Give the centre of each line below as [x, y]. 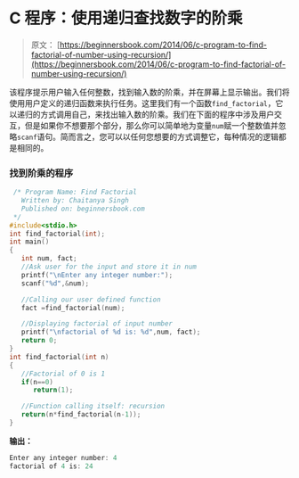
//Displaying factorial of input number [97, 324]
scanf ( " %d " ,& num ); [55, 283]
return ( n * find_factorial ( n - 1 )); [81, 415]
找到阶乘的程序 [41, 173]
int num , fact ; [49, 259]
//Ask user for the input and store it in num [109, 267]
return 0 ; [39, 341]
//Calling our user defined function [91, 300]
